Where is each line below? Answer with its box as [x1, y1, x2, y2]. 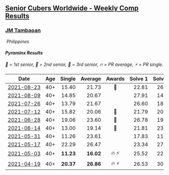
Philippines [6, 38, 29, 44]
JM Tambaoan [5, 27, 41, 34]
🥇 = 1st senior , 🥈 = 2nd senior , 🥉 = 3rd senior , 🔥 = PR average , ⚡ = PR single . [5, 61, 163, 67]
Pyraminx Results [5, 50, 43, 56]
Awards [106, 75, 125, 82]
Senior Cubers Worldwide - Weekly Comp [5, 4, 139, 13]
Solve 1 [129, 75, 148, 82]
